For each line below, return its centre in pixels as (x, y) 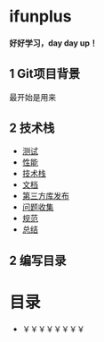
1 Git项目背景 (45, 74)
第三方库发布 (45, 196)
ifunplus (40, 17)
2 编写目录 (38, 260)
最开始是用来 (32, 97)
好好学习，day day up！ (53, 43)
